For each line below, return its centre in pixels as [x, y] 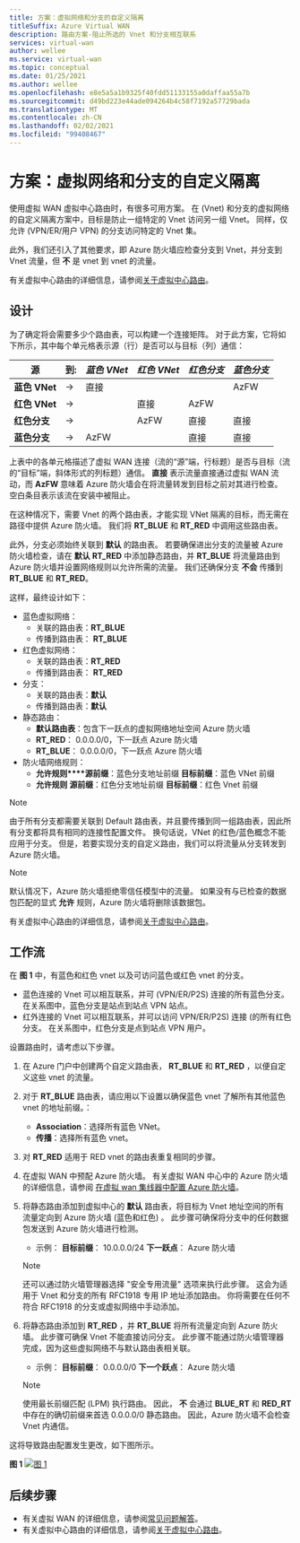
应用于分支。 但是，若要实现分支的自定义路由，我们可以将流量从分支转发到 [148, 843]
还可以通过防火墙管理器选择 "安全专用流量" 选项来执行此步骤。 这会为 [151, 1285]
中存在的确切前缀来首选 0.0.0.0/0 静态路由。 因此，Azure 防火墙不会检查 [156, 1415]
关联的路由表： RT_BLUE [80, 627]
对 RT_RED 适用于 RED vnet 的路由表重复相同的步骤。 [121, 1157]
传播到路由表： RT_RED [79, 672]
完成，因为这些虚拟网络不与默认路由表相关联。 [108, 1348]
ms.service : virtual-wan [56, 59]
